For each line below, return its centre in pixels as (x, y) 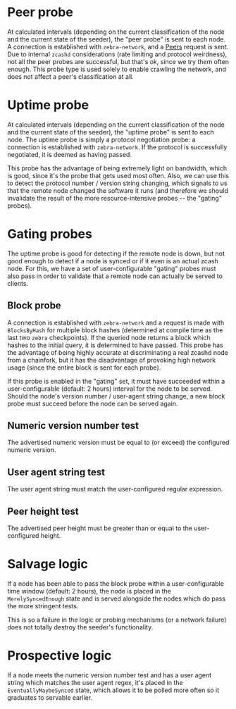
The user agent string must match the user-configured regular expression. (115, 489)
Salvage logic (48, 564)
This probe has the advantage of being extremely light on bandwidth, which (117, 168)
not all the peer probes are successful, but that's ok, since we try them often (118, 61)
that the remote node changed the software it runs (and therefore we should (118, 190)
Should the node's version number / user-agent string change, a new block (116, 396)
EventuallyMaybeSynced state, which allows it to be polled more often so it (113, 690)
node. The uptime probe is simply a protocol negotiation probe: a (101, 139)
